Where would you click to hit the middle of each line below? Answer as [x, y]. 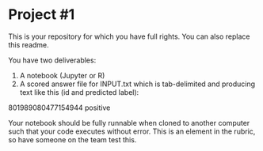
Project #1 [42, 15]
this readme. [29, 44]
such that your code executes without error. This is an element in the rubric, [132, 131]
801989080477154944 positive [59, 108]
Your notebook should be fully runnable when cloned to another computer [129, 123]
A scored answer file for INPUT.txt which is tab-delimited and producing [137, 84]
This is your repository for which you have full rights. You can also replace [129, 36]
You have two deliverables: [52, 60]
